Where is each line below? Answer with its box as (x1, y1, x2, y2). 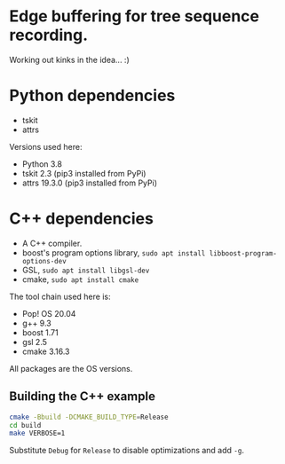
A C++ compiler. (21, 238, 83, 248)
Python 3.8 (21, 158, 62, 169)
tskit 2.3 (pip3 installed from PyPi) (21, 168, 146, 178)
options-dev (21, 256, 67, 265)
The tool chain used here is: (9, 291, 111, 302)
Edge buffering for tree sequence (9, 6, 260, 27)
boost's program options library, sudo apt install (21, 247, 206, 258)
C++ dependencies (9, 208, 154, 229)
